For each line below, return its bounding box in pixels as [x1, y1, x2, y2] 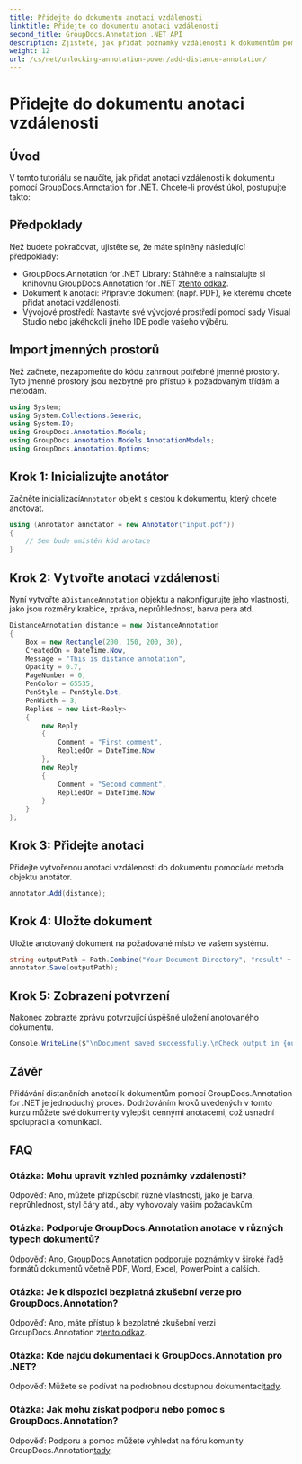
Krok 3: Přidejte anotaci [9, 838, 145, 853]
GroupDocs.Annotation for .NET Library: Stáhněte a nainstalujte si [22, 268, 266, 279]
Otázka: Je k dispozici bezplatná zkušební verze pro [9, 1285, 242, 1298]
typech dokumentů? [9, 1233, 101, 1245]
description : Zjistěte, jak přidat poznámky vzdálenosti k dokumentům [9, 38, 280, 48]
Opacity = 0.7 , [25, 663, 83, 672]
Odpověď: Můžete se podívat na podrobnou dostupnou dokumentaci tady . [9, 1381, 282, 1392]
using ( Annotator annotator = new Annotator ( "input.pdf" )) [9, 520, 235, 529]
